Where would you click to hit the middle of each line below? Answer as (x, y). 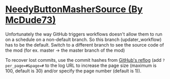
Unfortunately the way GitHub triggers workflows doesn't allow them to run (84, 34)
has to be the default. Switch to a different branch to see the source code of (84, 45)
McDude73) (30, 20)
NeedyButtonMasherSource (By (74, 9)
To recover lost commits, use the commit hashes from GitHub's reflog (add (83, 60)
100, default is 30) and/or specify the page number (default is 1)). (73, 71)
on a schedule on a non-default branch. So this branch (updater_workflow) (83, 39)
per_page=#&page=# (25, 66)
